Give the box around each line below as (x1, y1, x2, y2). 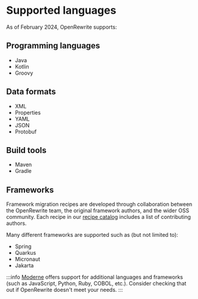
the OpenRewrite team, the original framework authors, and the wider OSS (6, 207, 190, 214)
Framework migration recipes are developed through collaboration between (6, 201, 193, 208)
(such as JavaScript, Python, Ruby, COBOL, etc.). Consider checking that (6, 280, 187, 287)
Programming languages (6, 41, 100, 51)
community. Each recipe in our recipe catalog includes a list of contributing (6, 213, 191, 221)
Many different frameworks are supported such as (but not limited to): (6, 231, 178, 239)
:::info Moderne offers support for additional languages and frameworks (6, 273, 184, 281)
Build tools (6, 145, 47, 155)
